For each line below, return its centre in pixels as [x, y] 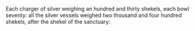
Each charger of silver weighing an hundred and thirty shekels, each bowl [97, 9]
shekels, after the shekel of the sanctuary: [58, 22]
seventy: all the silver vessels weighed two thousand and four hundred [94, 15]
